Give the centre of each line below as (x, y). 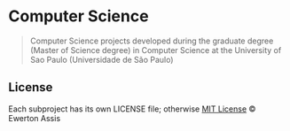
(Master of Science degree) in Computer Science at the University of (156, 50)
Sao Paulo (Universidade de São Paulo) (102, 59)
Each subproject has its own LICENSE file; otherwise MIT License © (132, 109)
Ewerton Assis (35, 118)
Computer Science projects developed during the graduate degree (152, 41)
